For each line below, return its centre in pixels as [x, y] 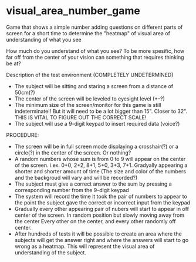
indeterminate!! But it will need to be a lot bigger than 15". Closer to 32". [101, 111]
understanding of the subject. [50, 252]
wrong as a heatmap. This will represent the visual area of [85, 246]
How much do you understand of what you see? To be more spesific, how [95, 51]
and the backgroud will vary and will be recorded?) [76, 177]
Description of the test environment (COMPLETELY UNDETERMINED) [90, 75]
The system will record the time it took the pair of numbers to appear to [101, 196]
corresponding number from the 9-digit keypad [72, 190]
